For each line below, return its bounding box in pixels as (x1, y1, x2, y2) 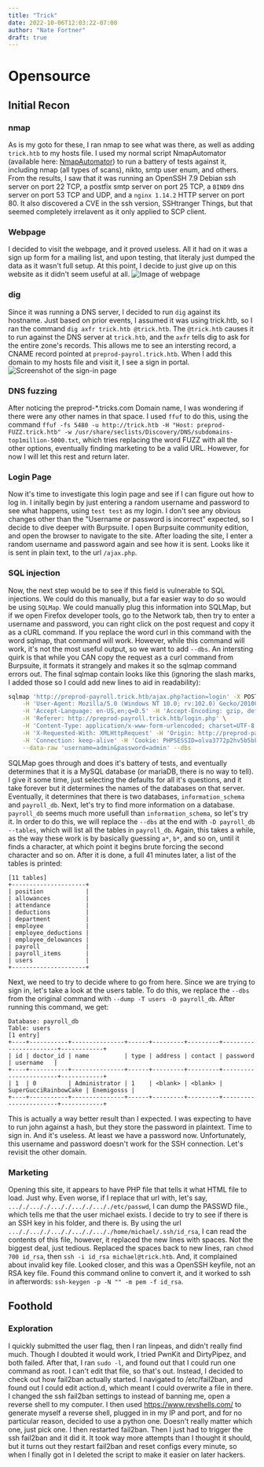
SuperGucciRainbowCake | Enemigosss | (8, 1086, 135, 1094)
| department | (8, 915, 90, 923)
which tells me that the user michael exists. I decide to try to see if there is (8, 1210, 249, 1219)
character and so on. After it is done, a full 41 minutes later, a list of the (8, 850, 237, 859)
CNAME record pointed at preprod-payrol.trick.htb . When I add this (8, 349, 233, 358)
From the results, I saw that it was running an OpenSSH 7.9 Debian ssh (8, 174, 236, 183)
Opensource (8, 68, 91, 85)
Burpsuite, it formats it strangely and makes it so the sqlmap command (8, 660, 237, 670)
